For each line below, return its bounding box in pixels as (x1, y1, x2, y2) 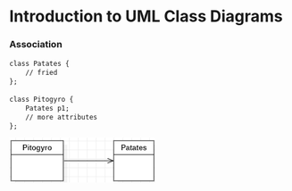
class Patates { (9, 60, 70, 69)
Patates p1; (25, 104, 70, 113)
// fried (25, 69, 58, 78)
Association (9, 38, 63, 51)
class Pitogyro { (9, 95, 74, 104)
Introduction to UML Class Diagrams (9, 6, 283, 27)
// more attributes (25, 113, 98, 122)
